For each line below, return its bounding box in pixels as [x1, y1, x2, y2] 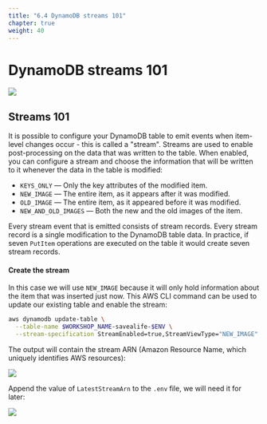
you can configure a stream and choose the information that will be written [8, 157, 253, 166]
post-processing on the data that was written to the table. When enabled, [8, 149, 249, 158]
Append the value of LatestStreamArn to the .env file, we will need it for [8, 383, 241, 393]
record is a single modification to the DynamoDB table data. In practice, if [8, 230, 249, 240]
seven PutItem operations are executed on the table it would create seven [8, 239, 250, 248]
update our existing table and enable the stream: [8, 300, 167, 310]
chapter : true [8, 19, 56, 27]
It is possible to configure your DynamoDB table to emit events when [8, 131, 234, 141]
